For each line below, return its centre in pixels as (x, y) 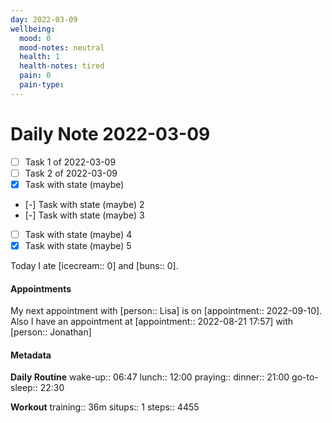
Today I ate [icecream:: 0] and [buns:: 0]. (94, 265)
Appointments (41, 288)
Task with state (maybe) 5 (78, 245)
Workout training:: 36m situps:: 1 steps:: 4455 (105, 407)
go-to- (305, 377)
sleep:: (24, 388)
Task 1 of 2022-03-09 (70, 162)
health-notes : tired (62, 66)
